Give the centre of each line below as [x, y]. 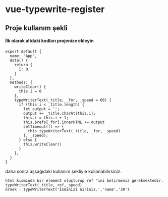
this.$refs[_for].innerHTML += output [64, 122]
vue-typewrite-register [55, 9]
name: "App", [23, 56]
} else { [28, 140]
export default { [23, 52]
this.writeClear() [43, 144]
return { [23, 65]
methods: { [21, 82]
